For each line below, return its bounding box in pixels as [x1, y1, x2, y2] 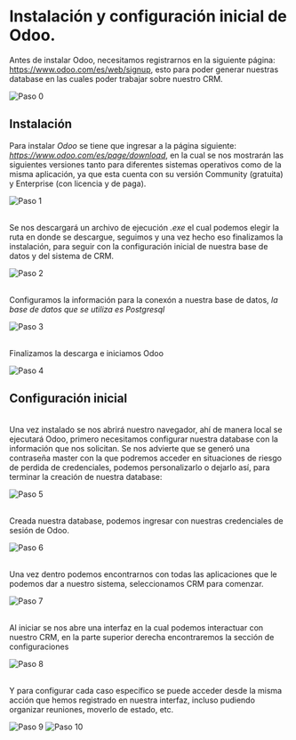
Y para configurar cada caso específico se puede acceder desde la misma [9, 685, 283, 695]
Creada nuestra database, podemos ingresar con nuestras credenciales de [9, 515, 284, 526]
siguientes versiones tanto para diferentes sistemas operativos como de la [9, 159, 282, 170]
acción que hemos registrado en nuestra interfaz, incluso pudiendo [9, 695, 256, 705]
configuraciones [9, 641, 69, 652]
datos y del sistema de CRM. [9, 250, 114, 261]
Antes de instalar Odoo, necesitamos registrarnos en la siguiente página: [9, 54, 276, 65]
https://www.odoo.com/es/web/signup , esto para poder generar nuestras [9, 64, 279, 75]
